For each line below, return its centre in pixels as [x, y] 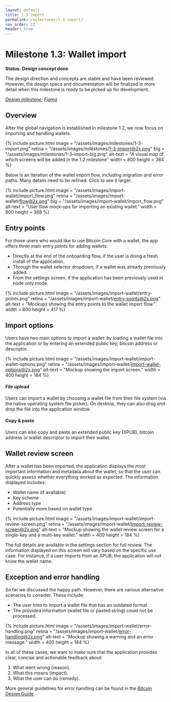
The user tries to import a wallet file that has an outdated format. [80, 605]
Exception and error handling [53, 577]
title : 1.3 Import [25, 15]
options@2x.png [23, 369]
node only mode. [30, 283]
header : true [19, 29]
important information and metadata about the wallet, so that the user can [83, 471]
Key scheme [26, 498]
